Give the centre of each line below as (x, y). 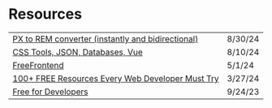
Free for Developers (50, 92)
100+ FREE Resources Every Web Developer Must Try (116, 78)
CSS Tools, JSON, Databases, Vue (78, 52)
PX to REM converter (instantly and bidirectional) (106, 39)
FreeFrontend (38, 65)
